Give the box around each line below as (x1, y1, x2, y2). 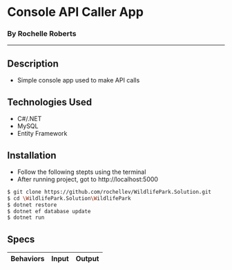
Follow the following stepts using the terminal (17, 168, 146, 176)
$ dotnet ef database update (7, 208, 91, 215)
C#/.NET (17, 115, 42, 123)
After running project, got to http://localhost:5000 (17, 174, 159, 183)
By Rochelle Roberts (7, 29, 77, 39)
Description (7, 57, 59, 69)
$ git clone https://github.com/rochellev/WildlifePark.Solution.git (7, 188, 212, 195)
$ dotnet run (7, 214, 45, 222)
